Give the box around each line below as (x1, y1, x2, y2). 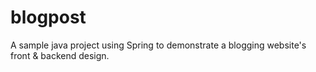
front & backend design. (10, 49, 110, 61)
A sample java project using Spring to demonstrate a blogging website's (10, 39, 307, 51)
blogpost (10, 6, 87, 29)
